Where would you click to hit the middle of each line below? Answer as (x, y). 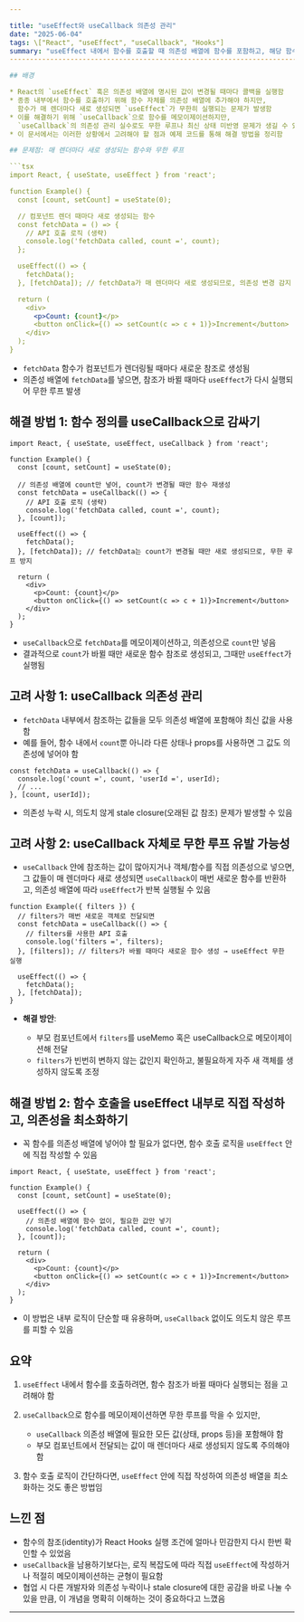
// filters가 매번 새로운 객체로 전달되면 (86, 916)
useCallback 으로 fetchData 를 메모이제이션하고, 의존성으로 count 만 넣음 (149, 642)
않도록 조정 (80, 1072)
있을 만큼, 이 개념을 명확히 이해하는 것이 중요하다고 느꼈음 (124, 1598)
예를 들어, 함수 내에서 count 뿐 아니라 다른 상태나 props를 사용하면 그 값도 (152, 742)
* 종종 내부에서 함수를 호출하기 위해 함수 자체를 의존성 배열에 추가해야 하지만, (138, 100)
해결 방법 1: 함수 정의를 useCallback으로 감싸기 (135, 422)
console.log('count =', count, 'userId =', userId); (119, 779)
